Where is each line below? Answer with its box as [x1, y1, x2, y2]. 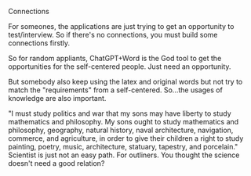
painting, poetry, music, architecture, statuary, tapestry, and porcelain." [8, 142, 238, 151]
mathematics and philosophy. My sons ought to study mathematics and [8, 117, 239, 126]
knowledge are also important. [8, 94, 107, 102]
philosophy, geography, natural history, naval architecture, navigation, [8, 125, 234, 135]
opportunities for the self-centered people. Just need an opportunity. [8, 62, 231, 71]
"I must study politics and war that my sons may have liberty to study [8, 109, 231, 118]
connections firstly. [8, 38, 71, 48]
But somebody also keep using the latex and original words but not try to [8, 77, 243, 86]
